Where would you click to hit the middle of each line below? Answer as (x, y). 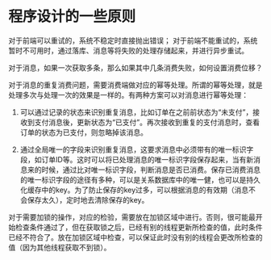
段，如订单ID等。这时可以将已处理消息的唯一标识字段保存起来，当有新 (137, 159)
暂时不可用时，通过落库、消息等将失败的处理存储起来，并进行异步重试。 (128, 50)
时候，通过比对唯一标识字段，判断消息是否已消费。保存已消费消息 (151, 170)
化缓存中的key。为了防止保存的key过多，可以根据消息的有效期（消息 (134, 190)
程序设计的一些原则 (72, 17)
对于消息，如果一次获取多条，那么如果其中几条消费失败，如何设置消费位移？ (135, 67)
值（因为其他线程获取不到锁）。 (60, 247)
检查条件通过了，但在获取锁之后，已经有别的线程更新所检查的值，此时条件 (139, 227)
